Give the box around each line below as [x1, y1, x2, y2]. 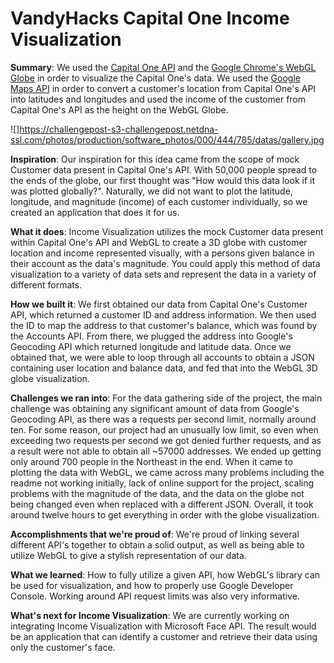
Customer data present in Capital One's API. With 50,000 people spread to [10, 163, 318, 176]
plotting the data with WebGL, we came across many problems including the [10, 466, 325, 478]
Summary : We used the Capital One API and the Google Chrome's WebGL [10, 61, 317, 73]
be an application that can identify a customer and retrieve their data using [10, 630, 318, 642]
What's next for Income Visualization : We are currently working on [10, 609, 290, 621]
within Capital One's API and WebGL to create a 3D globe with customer [10, 236, 308, 248]
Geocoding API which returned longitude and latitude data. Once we [10, 340, 292, 352]
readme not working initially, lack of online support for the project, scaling [10, 477, 315, 489]
